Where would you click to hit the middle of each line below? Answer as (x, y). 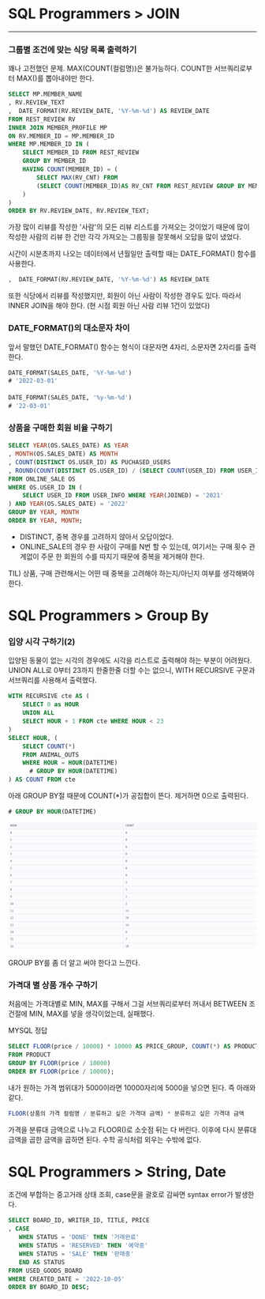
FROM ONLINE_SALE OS (42, 479)
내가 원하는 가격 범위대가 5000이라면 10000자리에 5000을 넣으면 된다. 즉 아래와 (132, 1087)
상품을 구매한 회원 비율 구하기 (60, 428)
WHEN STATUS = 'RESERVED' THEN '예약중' (83, 1246)
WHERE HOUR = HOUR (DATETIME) (70, 763)
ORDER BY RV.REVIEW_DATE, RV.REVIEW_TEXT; (79, 211)
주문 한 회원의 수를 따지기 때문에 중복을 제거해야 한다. (123, 556)
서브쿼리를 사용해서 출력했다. (52, 680)
